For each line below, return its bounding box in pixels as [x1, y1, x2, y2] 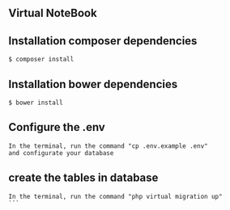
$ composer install [8, 56, 75, 64]
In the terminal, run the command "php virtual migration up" [8, 192, 223, 200]
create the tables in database [8, 171, 159, 185]
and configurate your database [8, 149, 114, 157]
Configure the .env [8, 120, 105, 134]
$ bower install [8, 99, 63, 107]
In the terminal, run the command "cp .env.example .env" [8, 141, 208, 150]
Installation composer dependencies [8, 34, 198, 48]
